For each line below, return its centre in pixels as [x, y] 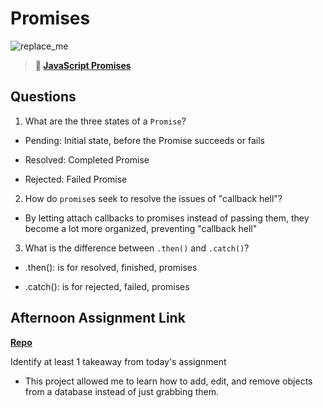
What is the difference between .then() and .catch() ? [137, 248]
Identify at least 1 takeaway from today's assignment [118, 361]
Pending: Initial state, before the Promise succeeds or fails [144, 140]
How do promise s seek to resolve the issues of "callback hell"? [153, 198]
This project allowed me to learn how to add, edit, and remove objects [168, 381]
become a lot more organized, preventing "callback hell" [141, 228]
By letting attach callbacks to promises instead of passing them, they [167, 218]
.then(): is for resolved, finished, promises [111, 267]
